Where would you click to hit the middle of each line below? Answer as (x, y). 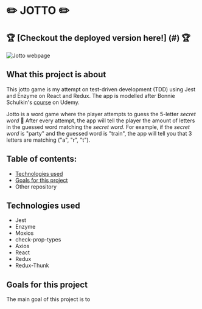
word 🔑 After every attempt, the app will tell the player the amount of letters (101, 120)
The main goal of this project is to (48, 299)
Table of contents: (42, 159)
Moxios (24, 233)
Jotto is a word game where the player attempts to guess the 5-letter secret (101, 114)
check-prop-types (38, 240)
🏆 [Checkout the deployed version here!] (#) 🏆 (98, 38)
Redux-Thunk (32, 266)
